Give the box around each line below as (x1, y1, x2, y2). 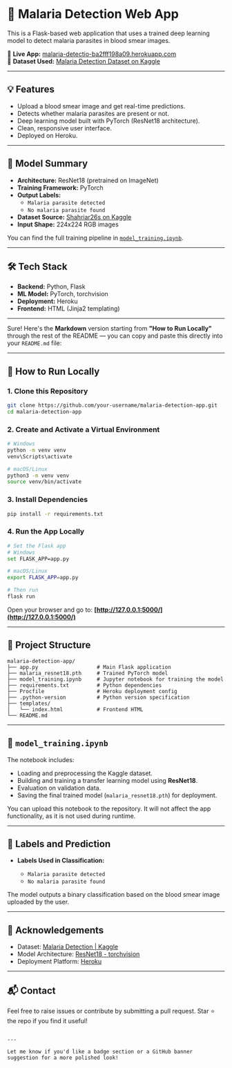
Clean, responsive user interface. (17, 124, 112, 132)
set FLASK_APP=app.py (7, 555, 70, 562)
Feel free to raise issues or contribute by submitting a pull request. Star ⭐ (7, 1007, 215, 1016)
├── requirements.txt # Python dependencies (7, 681, 162, 689)
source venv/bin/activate (7, 478, 81, 485)
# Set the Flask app (7, 542, 67, 550)
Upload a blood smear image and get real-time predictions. (17, 101, 186, 110)
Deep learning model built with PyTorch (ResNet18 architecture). (17, 117, 200, 125)
